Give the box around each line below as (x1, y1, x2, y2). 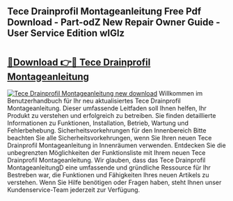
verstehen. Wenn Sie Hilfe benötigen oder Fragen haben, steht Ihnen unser (7, 178, 222, 186)
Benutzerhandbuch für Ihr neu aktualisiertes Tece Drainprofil (7, 97, 181, 105)
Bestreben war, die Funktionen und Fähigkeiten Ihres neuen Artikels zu (7, 171, 210, 179)
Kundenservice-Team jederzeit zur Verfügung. (7, 186, 140, 194)
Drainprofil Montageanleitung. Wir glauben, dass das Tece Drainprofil (7, 156, 206, 164)
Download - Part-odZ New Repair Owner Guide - (7, 17, 220, 29)
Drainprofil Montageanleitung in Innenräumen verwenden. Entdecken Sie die (7, 141, 226, 149)
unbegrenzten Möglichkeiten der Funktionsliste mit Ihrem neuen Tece (7, 149, 206, 156)
